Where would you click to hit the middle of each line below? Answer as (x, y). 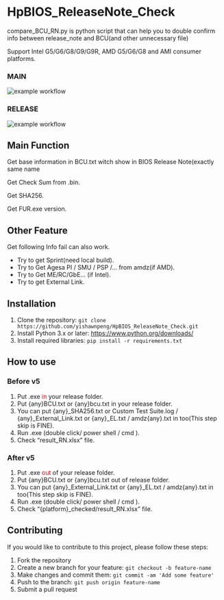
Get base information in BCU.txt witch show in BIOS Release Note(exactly (111, 162)
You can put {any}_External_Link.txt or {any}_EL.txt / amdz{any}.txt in (115, 487)
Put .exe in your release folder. (60, 396)
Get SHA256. (26, 196)
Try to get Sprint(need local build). (65, 260)
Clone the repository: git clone (61, 319)
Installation (32, 303)
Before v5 (24, 382)
